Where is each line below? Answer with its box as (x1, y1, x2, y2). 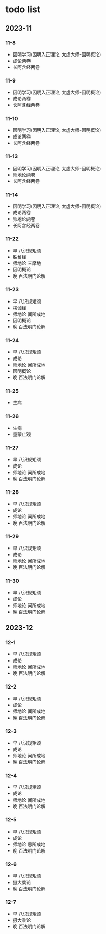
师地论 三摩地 (12, 260, 41, 266)
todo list (5, 4, 41, 15)
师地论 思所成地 (12, 841, 46, 847)
